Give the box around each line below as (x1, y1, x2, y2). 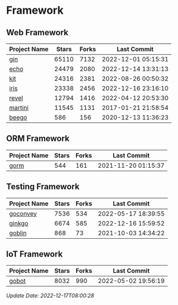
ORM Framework (6, 134, 70, 144)
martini (9, 104, 29, 112)
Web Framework (6, 27, 68, 38)
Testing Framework (6, 181, 80, 192)
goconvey (9, 210, 38, 218)
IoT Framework (6, 249, 63, 260)
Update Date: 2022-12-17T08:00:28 (6, 292, 94, 299)
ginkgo (9, 219, 29, 227)
